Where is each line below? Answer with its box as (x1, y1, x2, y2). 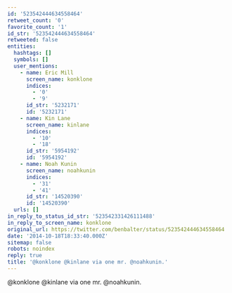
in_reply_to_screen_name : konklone (7, 219, 112, 226)
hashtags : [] (13, 50, 52, 57)
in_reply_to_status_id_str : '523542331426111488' (7, 213, 156, 220)
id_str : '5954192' (25, 148, 80, 155)
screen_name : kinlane (25, 121, 90, 129)
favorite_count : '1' (7, 23, 68, 30)
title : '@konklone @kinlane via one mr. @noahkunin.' (7, 259, 169, 266)
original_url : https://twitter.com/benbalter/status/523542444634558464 (7, 226, 225, 233)
